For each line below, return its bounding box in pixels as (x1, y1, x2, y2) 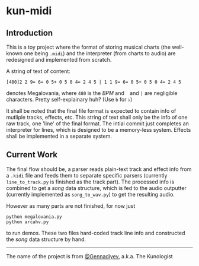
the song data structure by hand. (6, 236, 86, 243)
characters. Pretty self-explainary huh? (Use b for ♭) (6, 96, 133, 103)
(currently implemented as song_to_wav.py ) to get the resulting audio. (6, 191, 175, 198)
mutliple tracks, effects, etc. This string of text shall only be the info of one (6, 114, 188, 121)
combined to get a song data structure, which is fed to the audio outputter (6, 184, 187, 191)
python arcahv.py (6, 218, 49, 225)
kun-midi (6, 4, 52, 18)
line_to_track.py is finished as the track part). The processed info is (6, 178, 175, 185)
